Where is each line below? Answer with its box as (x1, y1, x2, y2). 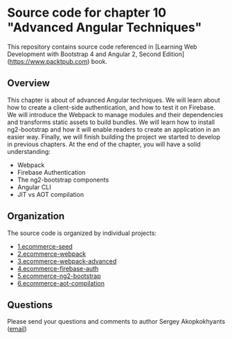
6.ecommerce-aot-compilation (17, 279, 105, 287)
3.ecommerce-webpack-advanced (17, 257, 117, 265)
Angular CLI (17, 182, 51, 191)
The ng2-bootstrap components (17, 175, 109, 184)
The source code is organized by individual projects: (7, 229, 157, 237)
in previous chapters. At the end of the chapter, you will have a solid (7, 140, 201, 148)
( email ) (7, 324, 28, 333)
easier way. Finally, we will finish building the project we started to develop (7, 132, 220, 141)
